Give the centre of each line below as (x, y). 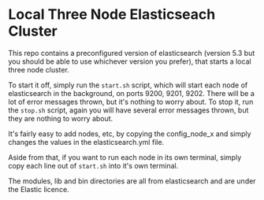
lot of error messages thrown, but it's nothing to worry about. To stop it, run (131, 102)
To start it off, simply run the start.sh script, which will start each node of (128, 85)
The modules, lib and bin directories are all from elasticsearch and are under (132, 181)
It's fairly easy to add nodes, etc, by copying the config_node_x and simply (130, 133)
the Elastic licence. (39, 189)
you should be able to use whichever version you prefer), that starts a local (130, 61)
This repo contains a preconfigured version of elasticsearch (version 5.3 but (132, 53)
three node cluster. (39, 69)
